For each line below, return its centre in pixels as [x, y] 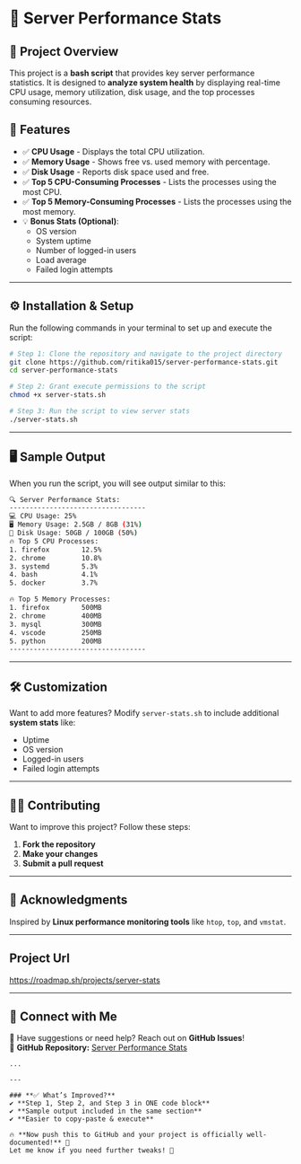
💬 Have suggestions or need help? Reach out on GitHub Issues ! [127, 1038]
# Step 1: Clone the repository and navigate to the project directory [146, 354]
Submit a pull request [63, 863]
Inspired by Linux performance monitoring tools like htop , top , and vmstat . [148, 921]
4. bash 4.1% [54, 575]
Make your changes [60, 853]
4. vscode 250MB [56, 632]
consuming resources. [51, 101]
